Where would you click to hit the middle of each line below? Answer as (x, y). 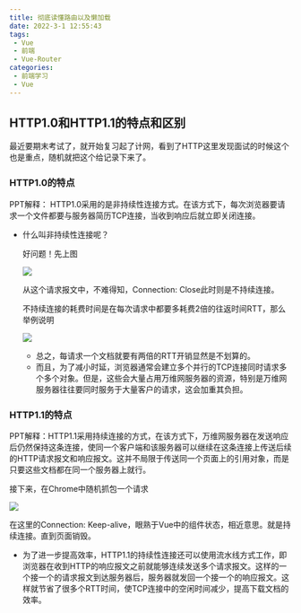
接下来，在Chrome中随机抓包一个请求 (79, 489)
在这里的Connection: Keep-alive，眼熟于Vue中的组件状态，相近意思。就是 (146, 525)
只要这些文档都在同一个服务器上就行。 (80, 470)
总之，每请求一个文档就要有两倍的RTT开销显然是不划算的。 (145, 355)
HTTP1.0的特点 (42, 183)
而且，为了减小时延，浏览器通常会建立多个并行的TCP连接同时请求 (157, 367)
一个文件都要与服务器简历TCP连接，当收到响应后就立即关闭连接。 (138, 215)
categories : (31, 68)
